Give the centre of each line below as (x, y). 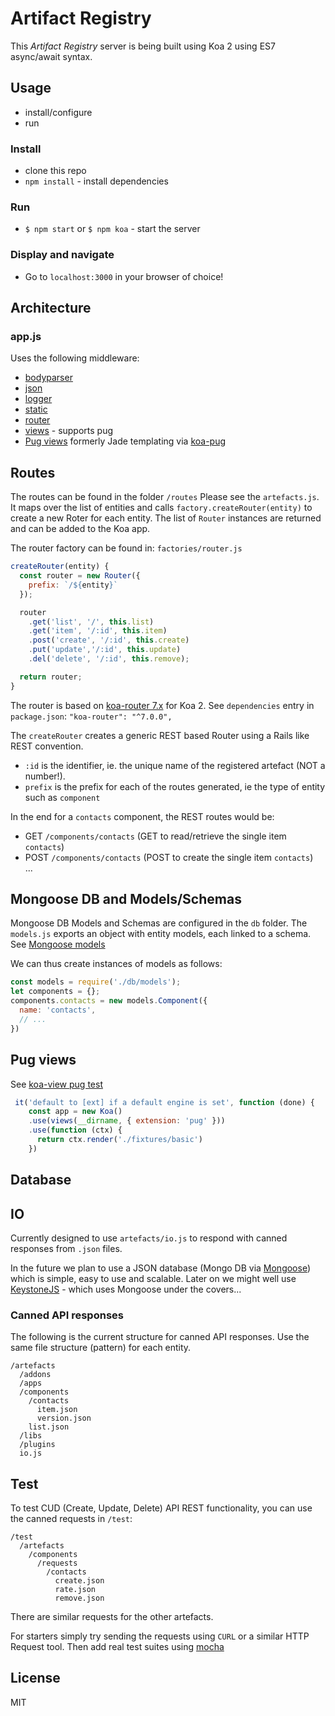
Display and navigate (62, 255)
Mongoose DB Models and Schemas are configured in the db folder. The (159, 923)
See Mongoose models (58, 944)
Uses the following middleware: (75, 358)
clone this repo (55, 171)
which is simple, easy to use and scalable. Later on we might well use (153, 1278)
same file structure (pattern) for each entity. (101, 1348)
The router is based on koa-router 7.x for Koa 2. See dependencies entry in (162, 705)
